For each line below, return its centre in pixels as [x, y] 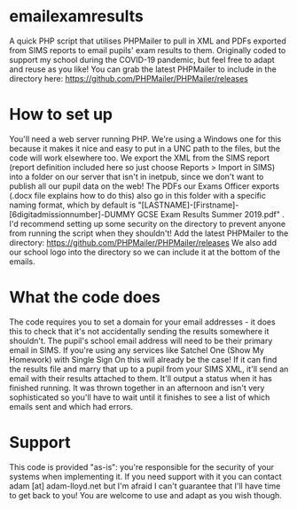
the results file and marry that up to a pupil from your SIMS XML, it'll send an [149, 369]
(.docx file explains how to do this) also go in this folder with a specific [138, 195]
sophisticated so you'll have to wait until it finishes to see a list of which [140, 397]
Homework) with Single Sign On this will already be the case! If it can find [143, 359]
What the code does [85, 298]
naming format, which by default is [73, 205]
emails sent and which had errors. [71, 406]
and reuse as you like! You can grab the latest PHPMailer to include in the [143, 69]
